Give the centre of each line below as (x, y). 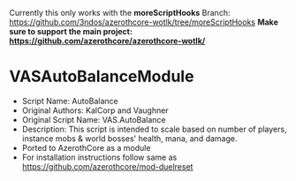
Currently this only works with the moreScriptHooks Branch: (120, 13)
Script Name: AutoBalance (70, 101)
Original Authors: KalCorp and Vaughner (95, 110)
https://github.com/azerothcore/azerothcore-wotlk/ (107, 41)
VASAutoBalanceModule (102, 76)
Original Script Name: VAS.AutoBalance (94, 119)
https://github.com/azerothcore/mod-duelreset (107, 166)
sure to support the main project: (71, 31)
